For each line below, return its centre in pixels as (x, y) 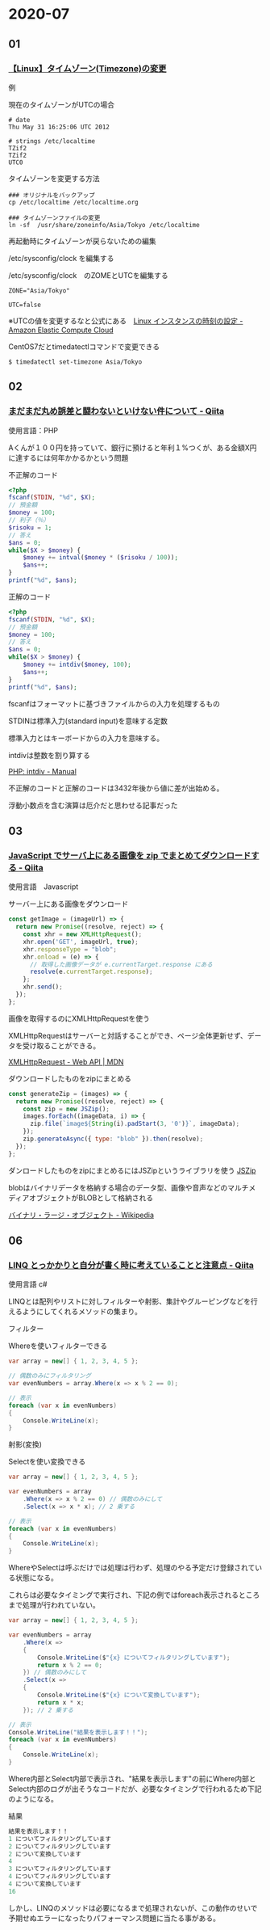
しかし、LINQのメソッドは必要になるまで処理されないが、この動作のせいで (133, 1907)
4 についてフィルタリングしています (60, 1877)
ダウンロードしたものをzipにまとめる (70, 1078)
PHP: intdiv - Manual (42, 771)
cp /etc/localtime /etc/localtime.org (73, 202)
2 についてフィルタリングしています (60, 1846)
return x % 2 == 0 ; (70, 1665)
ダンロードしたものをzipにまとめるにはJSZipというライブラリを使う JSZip (132, 1170)
